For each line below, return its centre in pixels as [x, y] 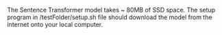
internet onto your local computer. [55, 24]
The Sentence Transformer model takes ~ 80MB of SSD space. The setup [111, 10]
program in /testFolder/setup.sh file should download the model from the [110, 17]
